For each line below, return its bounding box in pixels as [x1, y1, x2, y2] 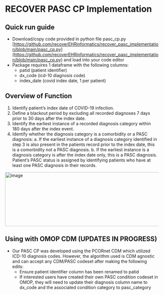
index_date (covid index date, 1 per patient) [19, 78, 106, 83]
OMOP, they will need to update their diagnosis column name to [19, 279, 148, 285]
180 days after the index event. [12, 126, 74, 132]
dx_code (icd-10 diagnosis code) [19, 73, 85, 78]
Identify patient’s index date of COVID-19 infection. [12, 105, 115, 111]
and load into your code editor [63, 57, 124, 62]
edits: [12, 264, 23, 269]
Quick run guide [5, 23, 55, 31]
